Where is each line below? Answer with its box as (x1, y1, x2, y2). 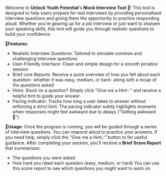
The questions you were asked (12, 155, 75, 161)
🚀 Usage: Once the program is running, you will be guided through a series (5, 124, 157, 129)
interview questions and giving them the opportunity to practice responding (5, 15, 160, 21)
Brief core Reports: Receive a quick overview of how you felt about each (12, 72, 161, 77)
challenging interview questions (12, 56, 78, 62)
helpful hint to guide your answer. (12, 93, 81, 99)
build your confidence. (5, 31, 52, 37)
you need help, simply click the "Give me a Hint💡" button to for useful (5, 134, 147, 140)
